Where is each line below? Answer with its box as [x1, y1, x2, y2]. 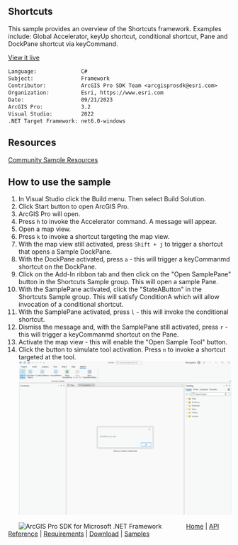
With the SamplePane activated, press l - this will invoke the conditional [18, 308, 229, 316]
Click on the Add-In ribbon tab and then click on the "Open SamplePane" [18, 270, 232, 279]
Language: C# [8, 67, 88, 75]
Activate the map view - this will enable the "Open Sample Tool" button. [18, 338, 228, 347]
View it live [8, 53, 40, 62]
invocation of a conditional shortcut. [18, 300, 124, 309]
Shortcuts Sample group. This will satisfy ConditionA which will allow [18, 293, 220, 301]
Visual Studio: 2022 [8, 110, 94, 118]
